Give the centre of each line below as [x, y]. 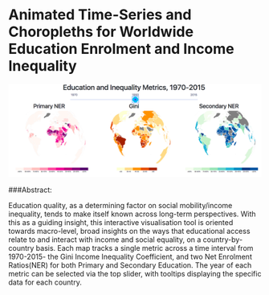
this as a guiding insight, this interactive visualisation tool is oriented [121, 222]
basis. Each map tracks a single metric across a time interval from [145, 248]
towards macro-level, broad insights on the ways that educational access [129, 231]
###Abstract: [30, 190]
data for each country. [45, 282]
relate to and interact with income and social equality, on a [105, 240]
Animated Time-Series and [100, 15]
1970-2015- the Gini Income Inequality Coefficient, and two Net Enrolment [130, 256]
